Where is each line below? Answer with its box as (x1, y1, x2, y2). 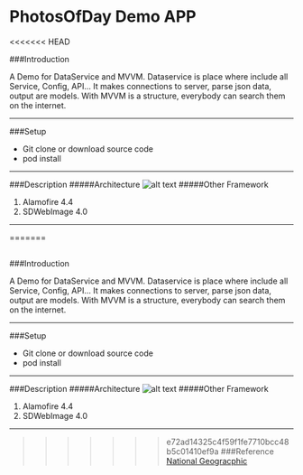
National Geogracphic (166, 456, 248, 467)
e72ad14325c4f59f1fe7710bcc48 (166, 436, 289, 448)
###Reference (220, 446, 275, 457)
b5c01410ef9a (166, 446, 219, 457)
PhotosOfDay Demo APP (9, 6, 197, 27)
